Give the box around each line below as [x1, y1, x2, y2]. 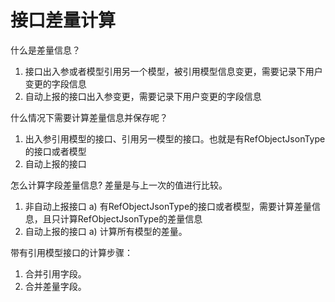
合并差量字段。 [24, 280, 87, 292]
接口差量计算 [10, 9, 117, 32]
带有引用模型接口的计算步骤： [10, 246, 133, 258]
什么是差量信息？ [10, 44, 81, 56]
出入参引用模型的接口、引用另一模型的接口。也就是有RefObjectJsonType [24, 132, 326, 145]
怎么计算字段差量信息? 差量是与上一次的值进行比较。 [10, 179, 228, 191]
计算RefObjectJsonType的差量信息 [59, 212, 203, 225]
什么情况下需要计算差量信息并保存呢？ [10, 111, 168, 123]
